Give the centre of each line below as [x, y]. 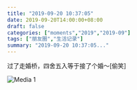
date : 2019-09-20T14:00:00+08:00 [55, 20]
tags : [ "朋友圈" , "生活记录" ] [45, 39]
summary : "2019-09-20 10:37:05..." [58, 45]
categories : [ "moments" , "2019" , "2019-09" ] [69, 33]
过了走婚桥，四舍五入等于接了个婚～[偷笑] [67, 66]
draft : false [26, 26]
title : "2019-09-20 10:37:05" [51, 13]
